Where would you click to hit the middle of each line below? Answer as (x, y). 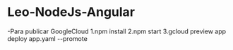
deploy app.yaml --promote (48, 38)
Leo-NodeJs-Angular (71, 12)
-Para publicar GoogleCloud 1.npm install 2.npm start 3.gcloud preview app (117, 31)
